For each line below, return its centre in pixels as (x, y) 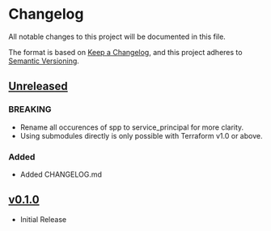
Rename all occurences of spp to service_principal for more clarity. (132, 127)
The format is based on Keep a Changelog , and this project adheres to (125, 52)
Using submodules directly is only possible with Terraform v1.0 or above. (141, 135)
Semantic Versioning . (44, 61)
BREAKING (30, 109)
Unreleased (38, 86)
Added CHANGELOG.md (61, 174)
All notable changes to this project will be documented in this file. (117, 36)
